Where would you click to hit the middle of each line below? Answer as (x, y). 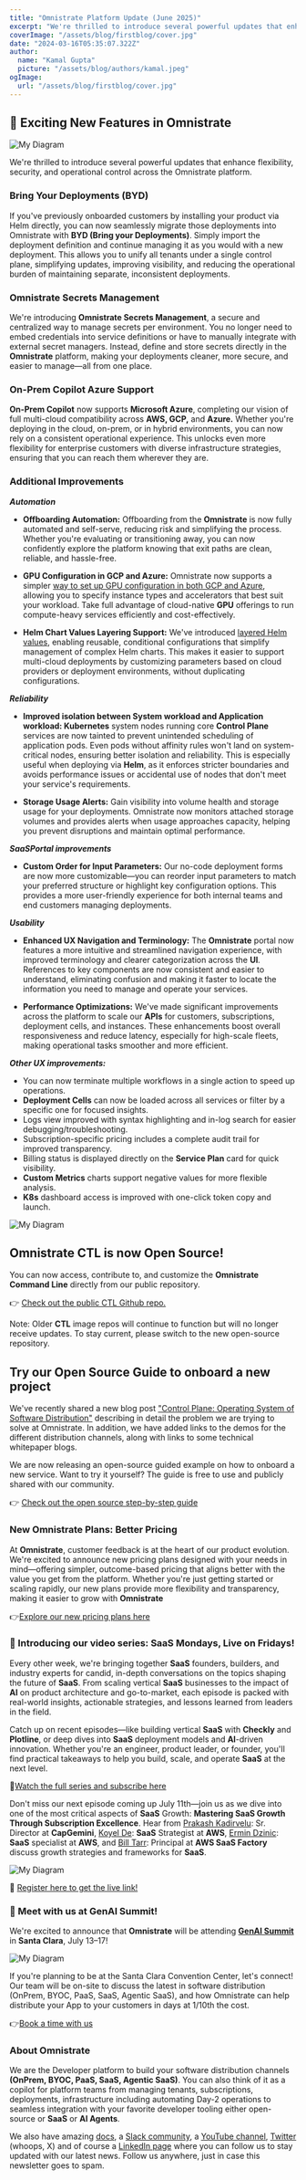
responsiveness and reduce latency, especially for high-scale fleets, (151, 1035)
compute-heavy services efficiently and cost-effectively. (129, 614)
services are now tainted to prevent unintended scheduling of (138, 735)
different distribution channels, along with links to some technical (132, 1438)
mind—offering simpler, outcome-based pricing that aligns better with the (148, 1569)
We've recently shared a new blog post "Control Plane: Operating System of (152, 1409)
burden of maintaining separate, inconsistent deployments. (120, 274)
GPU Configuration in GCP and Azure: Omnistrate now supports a (147, 575)
